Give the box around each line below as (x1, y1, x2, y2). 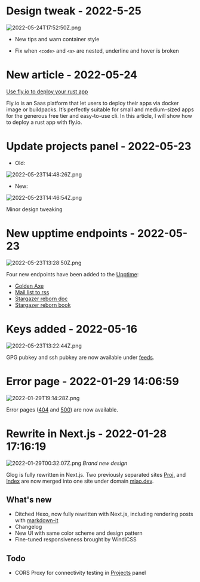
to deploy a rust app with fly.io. (6, 118, 82, 126)
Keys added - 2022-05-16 (6, 322, 138, 336)
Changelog (14, 523, 42, 531)
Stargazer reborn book (14, 301, 71, 309)
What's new (6, 495, 52, 505)
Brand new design (82, 459, 128, 467)
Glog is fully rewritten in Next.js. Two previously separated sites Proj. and (6, 471, 186, 478)
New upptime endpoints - (6, 227, 136, 240)
